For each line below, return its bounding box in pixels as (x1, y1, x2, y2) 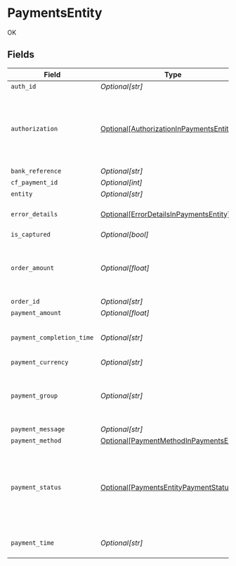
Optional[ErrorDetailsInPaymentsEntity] (100, 209, 230, 219)
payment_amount (11, 309, 62, 316)
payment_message (11, 425, 65, 433)
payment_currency (11, 358, 69, 366)
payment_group (11, 391, 58, 400)
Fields (7, 49, 35, 61)
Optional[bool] (100, 229, 149, 239)
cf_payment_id (11, 178, 58, 186)
